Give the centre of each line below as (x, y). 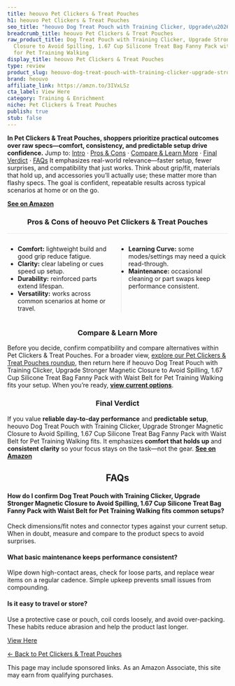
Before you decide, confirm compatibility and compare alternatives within (113, 348)
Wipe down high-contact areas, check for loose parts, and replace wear (111, 572)
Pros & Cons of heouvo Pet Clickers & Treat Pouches (117, 221)
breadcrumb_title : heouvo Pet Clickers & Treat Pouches (90, 33)
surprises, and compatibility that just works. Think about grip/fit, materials (114, 167)
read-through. (149, 263)
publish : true (28, 111)
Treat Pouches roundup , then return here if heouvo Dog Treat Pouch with (113, 363)
